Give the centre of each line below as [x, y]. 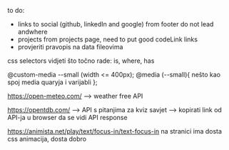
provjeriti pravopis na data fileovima [70, 47]
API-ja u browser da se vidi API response [67, 117]
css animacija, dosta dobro [47, 139]
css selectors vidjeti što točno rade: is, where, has [81, 61]
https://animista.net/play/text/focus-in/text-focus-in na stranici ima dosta [115, 131]
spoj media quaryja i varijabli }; [52, 82]
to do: [16, 10]
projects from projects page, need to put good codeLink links [108, 39]
